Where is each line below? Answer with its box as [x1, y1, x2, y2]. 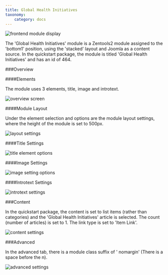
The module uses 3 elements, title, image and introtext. [5, 86, 119, 92]
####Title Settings [5, 140, 44, 147]
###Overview [5, 66, 34, 72]
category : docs [14, 17, 46, 22]
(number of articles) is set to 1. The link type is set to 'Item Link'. [5, 219, 138, 225]
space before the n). [5, 254, 48, 260]
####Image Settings [5, 160, 48, 166]
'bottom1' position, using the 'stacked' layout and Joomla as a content [5, 46, 150, 52]
